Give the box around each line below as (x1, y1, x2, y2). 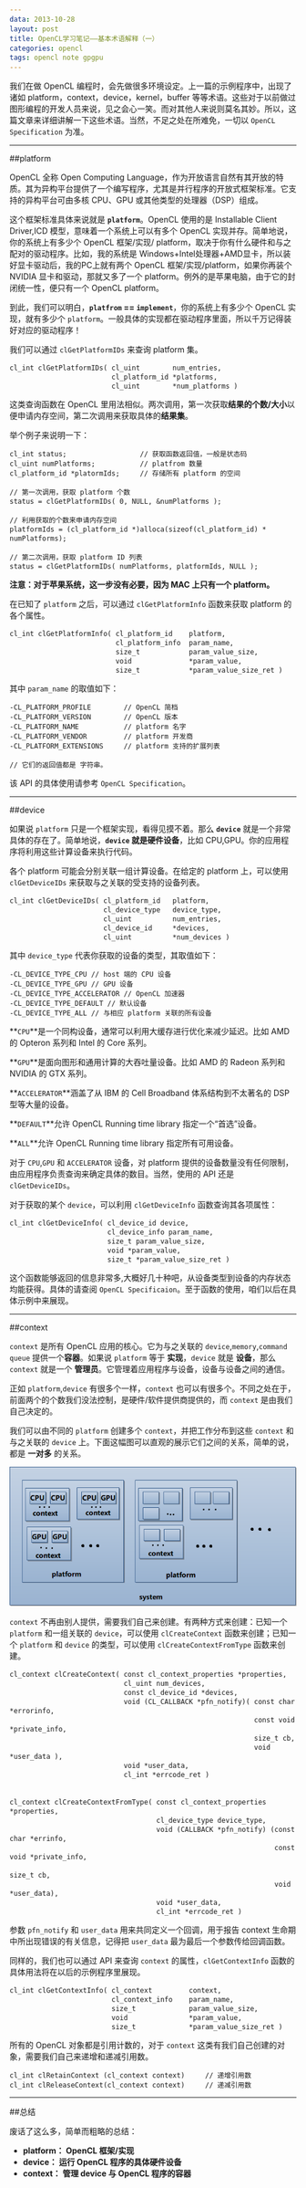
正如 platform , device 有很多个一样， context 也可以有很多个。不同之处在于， (9, 1383, 296, 1394)
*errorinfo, (9, 1706, 55, 1715)
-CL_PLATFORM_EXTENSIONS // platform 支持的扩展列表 (9, 742, 220, 751)
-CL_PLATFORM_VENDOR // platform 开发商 (9, 732, 194, 741)
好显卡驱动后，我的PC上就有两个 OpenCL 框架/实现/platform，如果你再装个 (9, 260, 292, 271)
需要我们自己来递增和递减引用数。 (25, 2050, 153, 2062)
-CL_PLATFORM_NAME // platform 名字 (9, 722, 187, 732)
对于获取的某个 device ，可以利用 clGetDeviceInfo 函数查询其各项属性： (9, 1199, 278, 1210)
